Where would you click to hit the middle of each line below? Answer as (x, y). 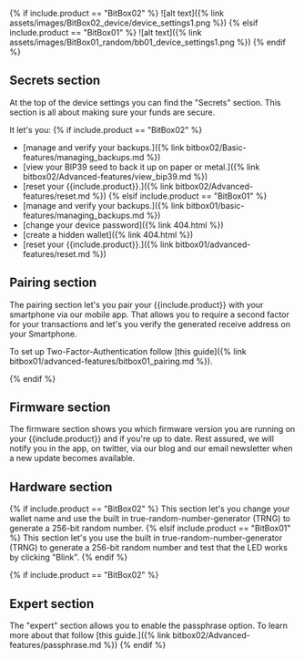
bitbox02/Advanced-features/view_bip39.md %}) (115, 176)
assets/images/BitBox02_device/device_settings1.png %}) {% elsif (134, 23)
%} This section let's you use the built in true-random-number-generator (146, 538)
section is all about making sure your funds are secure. (112, 112)
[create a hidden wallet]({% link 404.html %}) (108, 234)
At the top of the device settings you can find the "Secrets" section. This (145, 102)
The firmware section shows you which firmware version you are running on (152, 429)
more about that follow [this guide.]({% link (90, 635)
